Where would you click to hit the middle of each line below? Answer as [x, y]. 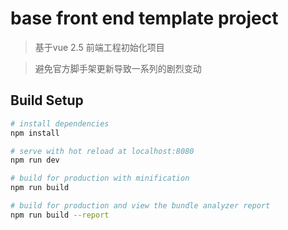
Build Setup [47, 100]
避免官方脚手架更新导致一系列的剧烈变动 [118, 68]
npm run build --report [60, 215]
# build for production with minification [100, 178]
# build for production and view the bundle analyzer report [140, 206]
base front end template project [144, 18]
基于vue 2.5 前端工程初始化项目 [99, 47]
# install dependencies [60, 123]
